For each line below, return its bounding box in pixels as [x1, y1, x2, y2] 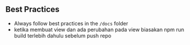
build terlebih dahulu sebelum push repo [13, 32, 112, 39]
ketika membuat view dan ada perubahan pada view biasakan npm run [13, 26, 185, 33]
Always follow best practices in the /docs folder [13, 20, 129, 27]
